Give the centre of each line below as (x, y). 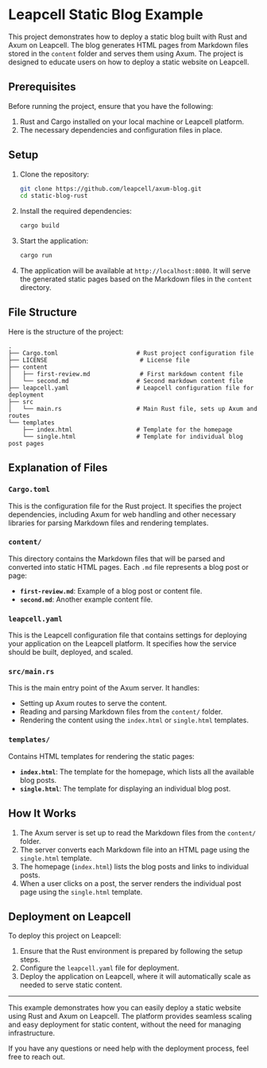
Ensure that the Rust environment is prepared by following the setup (131, 951)
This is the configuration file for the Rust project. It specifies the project (125, 505)
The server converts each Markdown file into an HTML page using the (135, 849)
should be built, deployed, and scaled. (71, 652)
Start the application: (54, 241)
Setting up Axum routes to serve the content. (93, 703)
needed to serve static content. (71, 985)
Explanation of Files (58, 468)
